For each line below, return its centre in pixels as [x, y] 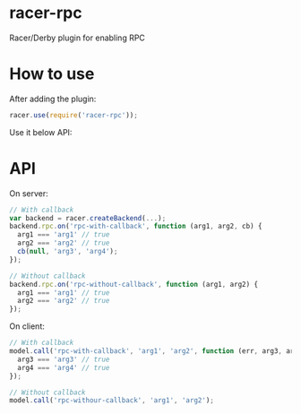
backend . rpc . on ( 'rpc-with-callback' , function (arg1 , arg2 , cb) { [136, 227]
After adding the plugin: [53, 99]
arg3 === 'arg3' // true [64, 359]
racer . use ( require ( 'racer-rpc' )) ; [74, 115]
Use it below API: [41, 132]
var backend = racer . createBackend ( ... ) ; [88, 218]
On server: [29, 193]
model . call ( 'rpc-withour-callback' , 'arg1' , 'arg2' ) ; [112, 401]
